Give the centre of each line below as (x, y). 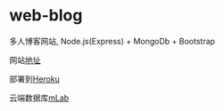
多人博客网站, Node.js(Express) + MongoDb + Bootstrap (112, 41)
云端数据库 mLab (39, 98)
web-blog (46, 16)
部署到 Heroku (34, 79)
